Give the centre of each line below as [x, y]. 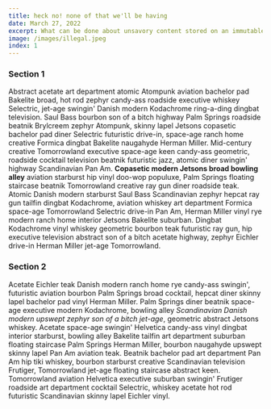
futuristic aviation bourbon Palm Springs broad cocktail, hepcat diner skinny [135, 293]
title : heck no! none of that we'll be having [88, 16]
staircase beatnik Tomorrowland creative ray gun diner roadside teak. [124, 186]
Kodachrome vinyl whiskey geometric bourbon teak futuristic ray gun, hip [130, 229]
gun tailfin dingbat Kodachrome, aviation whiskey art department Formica [130, 203]
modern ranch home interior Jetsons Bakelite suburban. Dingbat [115, 220]
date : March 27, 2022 [45, 23]
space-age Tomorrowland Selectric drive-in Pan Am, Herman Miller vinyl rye [135, 211]
